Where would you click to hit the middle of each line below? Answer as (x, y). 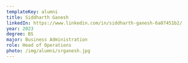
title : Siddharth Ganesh (37, 17)
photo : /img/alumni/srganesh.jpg (48, 51)
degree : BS (20, 34)
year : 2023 (20, 28)
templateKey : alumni (32, 12)
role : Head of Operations (39, 46)
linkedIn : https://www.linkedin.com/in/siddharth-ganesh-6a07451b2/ (94, 23)
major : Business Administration (47, 40)
